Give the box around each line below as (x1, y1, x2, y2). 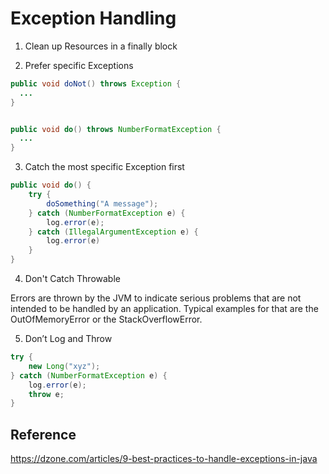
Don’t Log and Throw (24, 333, 113, 345)
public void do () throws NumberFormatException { (10, 124, 222, 134)
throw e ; (28, 389, 65, 399)
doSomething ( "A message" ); (46, 198, 159, 209)
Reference (10, 426, 77, 443)
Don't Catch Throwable (24, 273, 121, 285)
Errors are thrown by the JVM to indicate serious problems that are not (10, 292, 302, 304)
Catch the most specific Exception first (24, 161, 185, 173)
